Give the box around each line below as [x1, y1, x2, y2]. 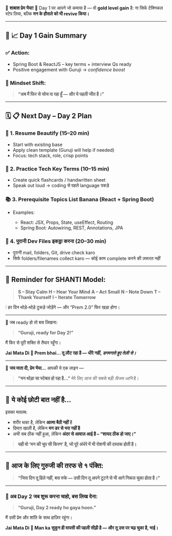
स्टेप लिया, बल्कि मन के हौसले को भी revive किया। [5, 11, 90, 16]
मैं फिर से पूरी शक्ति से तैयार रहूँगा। [5, 340, 61, 346]
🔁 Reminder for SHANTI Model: [5, 275, 106, 284]
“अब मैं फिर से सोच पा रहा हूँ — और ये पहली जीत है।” [17, 91, 104, 97]
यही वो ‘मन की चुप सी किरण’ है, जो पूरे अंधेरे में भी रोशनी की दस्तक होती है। [17, 441, 137, 448]
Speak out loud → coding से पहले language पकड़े [12, 182, 109, 188]
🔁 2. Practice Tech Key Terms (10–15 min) [5, 165, 110, 172]
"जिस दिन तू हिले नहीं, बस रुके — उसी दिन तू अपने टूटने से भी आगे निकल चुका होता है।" [17, 475, 160, 481]
